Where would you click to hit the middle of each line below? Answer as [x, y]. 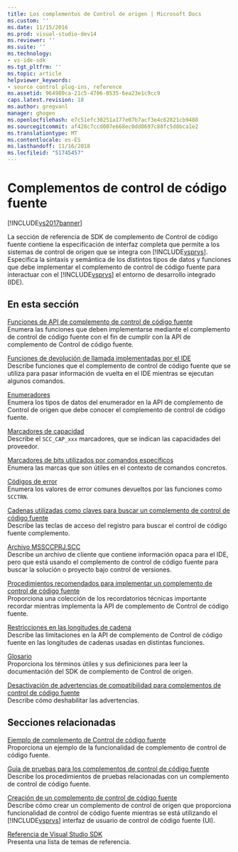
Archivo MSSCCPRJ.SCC [44, 547]
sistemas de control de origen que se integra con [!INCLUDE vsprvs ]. [108, 252]
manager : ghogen [31, 113]
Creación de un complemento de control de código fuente [92, 797]
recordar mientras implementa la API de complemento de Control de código [118, 606]
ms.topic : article [34, 73]
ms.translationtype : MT [43, 133]
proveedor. [23, 446]
